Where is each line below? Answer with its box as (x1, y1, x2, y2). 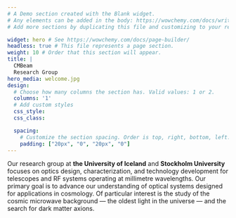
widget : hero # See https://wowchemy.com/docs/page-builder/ (7, 36, 190, 43)
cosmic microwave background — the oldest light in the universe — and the (7, 197, 227, 205)
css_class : (13, 115, 46, 122)
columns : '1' (13, 95, 52, 102)
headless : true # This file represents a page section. (7, 43, 174, 50)
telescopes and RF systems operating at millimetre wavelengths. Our (7, 174, 206, 183)
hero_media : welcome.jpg (7, 75, 80, 82)
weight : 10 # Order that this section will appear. (7, 49, 162, 56)
